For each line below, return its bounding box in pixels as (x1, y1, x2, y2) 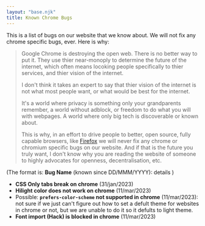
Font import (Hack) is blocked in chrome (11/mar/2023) (15, 213, 156, 220)
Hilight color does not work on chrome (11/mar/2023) (15, 187, 151, 194)
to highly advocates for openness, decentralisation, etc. (21, 156, 162, 164)
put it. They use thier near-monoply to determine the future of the (21, 56, 187, 64)
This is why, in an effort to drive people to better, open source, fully (21, 131, 191, 138)
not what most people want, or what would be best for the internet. (21, 87, 190, 95)
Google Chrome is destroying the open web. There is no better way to (21, 49, 198, 57)
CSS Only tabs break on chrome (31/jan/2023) (15, 180, 133, 188)
